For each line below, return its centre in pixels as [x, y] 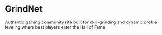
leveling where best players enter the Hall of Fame [55, 27]
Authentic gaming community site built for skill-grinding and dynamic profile [81, 22]
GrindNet [24, 9]
